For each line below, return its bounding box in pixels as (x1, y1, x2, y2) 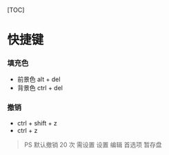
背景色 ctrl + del (17, 84, 63, 92)
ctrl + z (17, 126, 38, 134)
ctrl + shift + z (17, 118, 57, 127)
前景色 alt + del (17, 75, 61, 83)
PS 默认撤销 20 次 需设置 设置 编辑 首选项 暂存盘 (23, 141, 162, 149)
